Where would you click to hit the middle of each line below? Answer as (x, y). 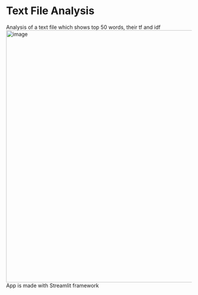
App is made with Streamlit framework (52, 285)
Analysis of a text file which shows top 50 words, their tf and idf (83, 27)
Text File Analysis (50, 11)
